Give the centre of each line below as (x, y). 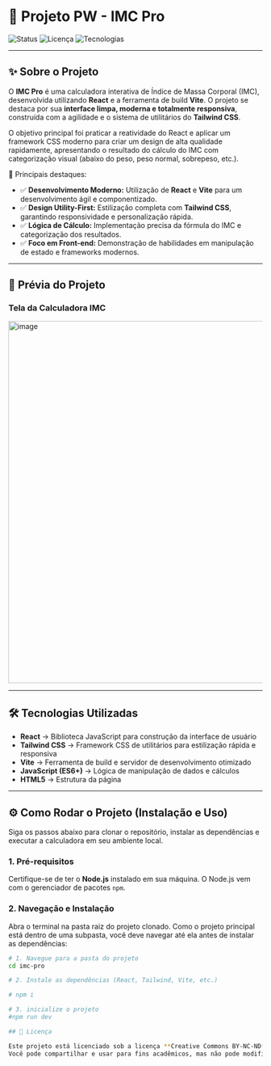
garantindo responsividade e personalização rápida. (106, 217)
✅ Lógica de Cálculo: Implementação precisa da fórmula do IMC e (131, 225)
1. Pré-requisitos (41, 862)
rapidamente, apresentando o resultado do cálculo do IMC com (114, 150)
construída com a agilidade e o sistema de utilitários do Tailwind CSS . (125, 117)
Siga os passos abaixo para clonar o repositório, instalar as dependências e (134, 832)
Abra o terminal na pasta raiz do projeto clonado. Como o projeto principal (132, 926)
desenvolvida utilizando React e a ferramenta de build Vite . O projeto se (128, 99)
